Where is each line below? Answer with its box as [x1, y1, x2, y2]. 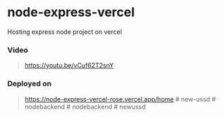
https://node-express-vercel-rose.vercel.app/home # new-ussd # [24, 94, 217, 103]
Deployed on [7, 79, 52, 89]
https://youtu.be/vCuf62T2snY [24, 61, 114, 70]
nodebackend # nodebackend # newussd [24, 102, 146, 111]
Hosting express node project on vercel [7, 27, 122, 36]
